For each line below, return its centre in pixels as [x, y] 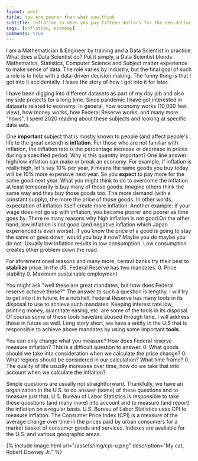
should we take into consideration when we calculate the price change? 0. [96, 354]
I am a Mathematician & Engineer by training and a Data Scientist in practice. [99, 50]
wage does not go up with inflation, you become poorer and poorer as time [98, 212]
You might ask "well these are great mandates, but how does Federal [90, 286]
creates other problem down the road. [52, 250]
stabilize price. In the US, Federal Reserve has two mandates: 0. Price [91, 268]
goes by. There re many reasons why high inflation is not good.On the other [98, 218]
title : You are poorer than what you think [61, 17]
